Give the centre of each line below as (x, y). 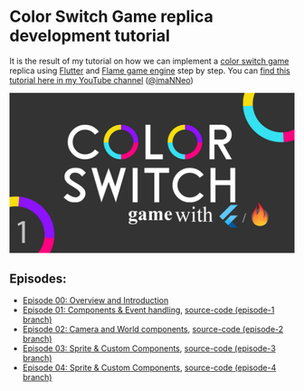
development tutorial (90, 36)
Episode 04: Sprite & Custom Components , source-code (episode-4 (149, 367)
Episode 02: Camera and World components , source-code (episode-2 (153, 329)
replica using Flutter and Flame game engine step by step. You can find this (150, 71)
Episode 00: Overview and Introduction (95, 300)
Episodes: (38, 278)
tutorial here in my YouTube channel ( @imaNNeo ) (102, 80)
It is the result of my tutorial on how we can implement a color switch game (149, 61)
